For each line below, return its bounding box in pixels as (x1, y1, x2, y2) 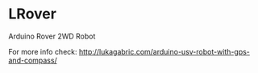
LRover (8, 5, 56, 23)
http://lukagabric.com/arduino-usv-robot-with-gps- (78, 47, 250, 56)
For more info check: (8, 47, 78, 56)
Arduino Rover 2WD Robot (8, 31, 96, 41)
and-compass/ (8, 55, 58, 65)
